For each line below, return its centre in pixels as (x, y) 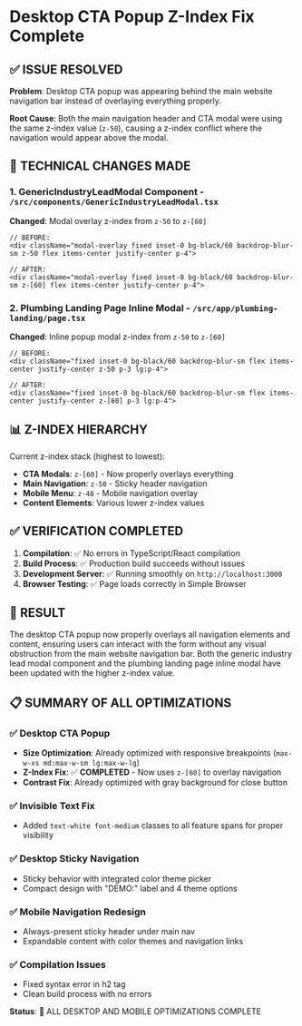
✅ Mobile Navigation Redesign (78, 912)
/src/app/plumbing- (235, 308)
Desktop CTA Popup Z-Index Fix (132, 17)
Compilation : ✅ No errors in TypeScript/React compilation (131, 553)
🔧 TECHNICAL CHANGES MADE (100, 166)
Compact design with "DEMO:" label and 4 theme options (130, 888)
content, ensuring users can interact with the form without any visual (138, 644)
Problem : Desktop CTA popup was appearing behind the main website (141, 91)
